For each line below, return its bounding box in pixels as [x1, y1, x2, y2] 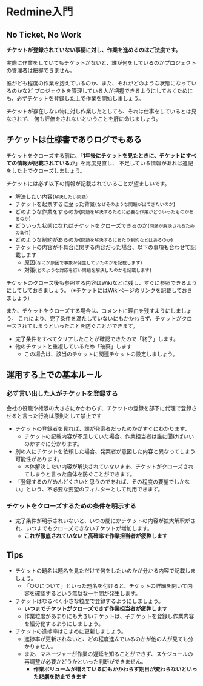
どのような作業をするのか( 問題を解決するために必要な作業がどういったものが [15, 208, 190, 215]
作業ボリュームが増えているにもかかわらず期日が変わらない [33, 665, 182, 673]
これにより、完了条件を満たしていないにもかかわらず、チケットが [18, 315, 182, 322]
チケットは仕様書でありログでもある [6, 135, 142, 145]
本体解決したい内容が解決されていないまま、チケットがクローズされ [24, 462, 194, 470]
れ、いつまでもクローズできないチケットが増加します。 [15, 524, 153, 531]
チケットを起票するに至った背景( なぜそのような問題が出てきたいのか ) [15, 200, 176, 207]
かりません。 [24, 642, 56, 650]
